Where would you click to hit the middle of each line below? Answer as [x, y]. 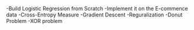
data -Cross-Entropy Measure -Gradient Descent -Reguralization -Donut [94, 15]
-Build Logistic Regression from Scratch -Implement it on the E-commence [97, 9]
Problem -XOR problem [34, 21]
